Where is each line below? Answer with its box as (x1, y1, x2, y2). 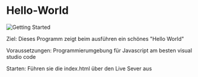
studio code (6, 53, 36, 60)
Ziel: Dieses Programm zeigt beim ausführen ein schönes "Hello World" (6, 35, 185, 42)
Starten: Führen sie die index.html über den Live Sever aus (6, 64, 153, 72)
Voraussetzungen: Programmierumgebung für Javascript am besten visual (6, 46, 193, 54)
